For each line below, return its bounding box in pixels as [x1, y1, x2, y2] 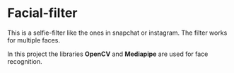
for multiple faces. [7, 35, 60, 44]
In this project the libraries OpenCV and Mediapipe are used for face [7, 50, 209, 58]
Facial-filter [7, 5, 78, 21]
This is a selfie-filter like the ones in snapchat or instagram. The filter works [7, 28, 228, 37]
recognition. [7, 57, 42, 65]
